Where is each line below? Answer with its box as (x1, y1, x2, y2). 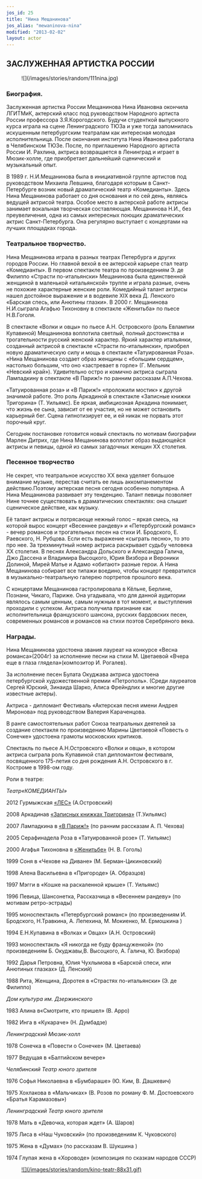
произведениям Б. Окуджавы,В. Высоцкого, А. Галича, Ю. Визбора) (6, 947, 180, 954)
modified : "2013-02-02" (6, 29, 66, 35)
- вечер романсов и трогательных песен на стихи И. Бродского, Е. (6, 528, 179, 536)
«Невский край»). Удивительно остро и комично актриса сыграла (6, 368, 177, 375)
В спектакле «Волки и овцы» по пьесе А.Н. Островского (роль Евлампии (6, 323, 195, 330)
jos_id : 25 (6, 10, 34, 16)
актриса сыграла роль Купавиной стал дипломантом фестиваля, (6, 751, 174, 758)
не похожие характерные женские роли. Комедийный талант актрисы (6, 285, 188, 293)
